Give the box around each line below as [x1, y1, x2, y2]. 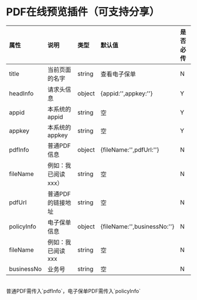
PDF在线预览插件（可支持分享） [6, 5, 160, 19]
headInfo [9, 89, 34, 97]
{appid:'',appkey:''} [100, 89, 153, 97]
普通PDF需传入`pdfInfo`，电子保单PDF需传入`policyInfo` [6, 287, 141, 294]
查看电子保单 [100, 70, 136, 78]
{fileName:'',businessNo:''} [100, 222, 175, 230]
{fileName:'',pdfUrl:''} [100, 146, 159, 154]
